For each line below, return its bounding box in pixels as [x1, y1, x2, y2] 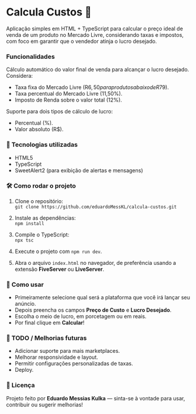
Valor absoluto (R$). [14, 126, 64, 133]
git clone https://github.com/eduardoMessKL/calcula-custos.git [14, 204, 177, 210]
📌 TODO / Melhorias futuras [6, 334, 87, 342]
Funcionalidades [6, 52, 55, 61]
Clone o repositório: [14, 197, 63, 204]
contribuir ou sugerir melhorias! [6, 401, 83, 408]
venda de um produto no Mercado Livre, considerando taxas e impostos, [6, 31, 184, 38]
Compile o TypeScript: [14, 231, 70, 238]
